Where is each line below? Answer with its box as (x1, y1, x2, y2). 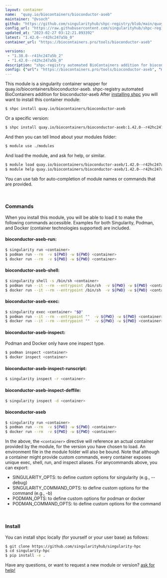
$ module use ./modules (5, 143, 55, 148)
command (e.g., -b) (12, 490, 53, 496)
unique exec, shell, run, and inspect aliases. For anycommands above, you (5, 460, 158, 466)
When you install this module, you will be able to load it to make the (5, 214, 143, 220)
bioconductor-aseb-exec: (5, 298, 60, 304)
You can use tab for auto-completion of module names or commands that (5, 176, 156, 182)
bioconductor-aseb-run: (5, 236, 57, 242)
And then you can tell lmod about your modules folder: (5, 134, 117, 140)
